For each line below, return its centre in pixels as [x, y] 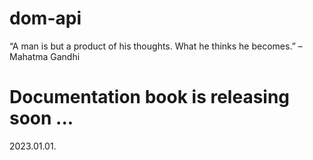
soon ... [41, 118]
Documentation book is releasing [150, 97]
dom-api [45, 18]
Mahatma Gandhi [45, 56]
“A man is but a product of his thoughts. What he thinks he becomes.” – [156, 46]
